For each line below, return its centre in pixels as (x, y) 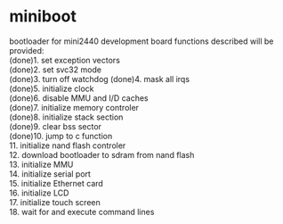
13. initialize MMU (41, 164)
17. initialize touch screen (55, 202)
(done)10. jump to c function (61, 136)
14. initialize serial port (50, 174)
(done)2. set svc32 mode (56, 70)
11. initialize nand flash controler (68, 145)
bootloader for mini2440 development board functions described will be (141, 41)
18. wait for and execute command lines (82, 212)
